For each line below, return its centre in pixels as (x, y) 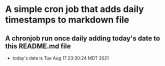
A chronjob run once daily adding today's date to (83, 38)
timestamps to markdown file (67, 20)
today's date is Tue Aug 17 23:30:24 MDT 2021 (60, 58)
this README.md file (38, 46)
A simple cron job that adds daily (74, 9)
